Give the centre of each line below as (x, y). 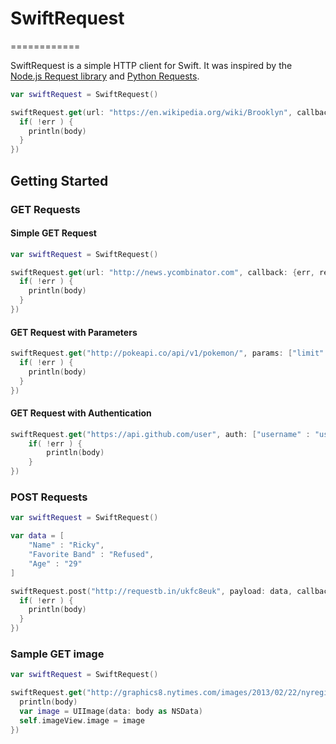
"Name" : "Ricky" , (66, 545)
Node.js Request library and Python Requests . (105, 76)
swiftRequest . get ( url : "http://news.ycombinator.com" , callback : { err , (162, 272)
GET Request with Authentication (81, 413)
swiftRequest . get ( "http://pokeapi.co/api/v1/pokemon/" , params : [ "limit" (167, 353)
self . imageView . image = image (82, 720)
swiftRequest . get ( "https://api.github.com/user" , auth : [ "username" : (160, 434)
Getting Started (59, 180)
